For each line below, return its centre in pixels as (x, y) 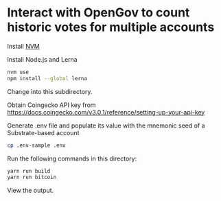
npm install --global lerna (47, 78)
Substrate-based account (43, 132)
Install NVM (23, 46)
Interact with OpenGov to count (98, 13)
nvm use (18, 72)
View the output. (31, 191)
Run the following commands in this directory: (72, 158)
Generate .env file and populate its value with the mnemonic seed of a (106, 126)
